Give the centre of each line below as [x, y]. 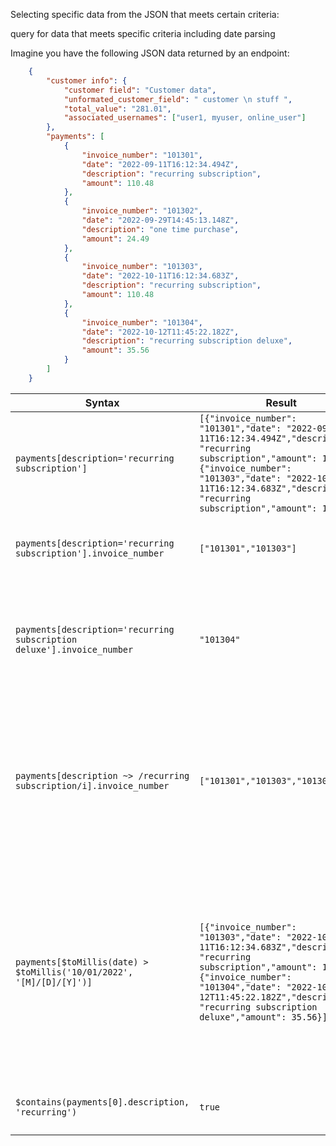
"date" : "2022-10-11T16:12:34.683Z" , [160, 276]
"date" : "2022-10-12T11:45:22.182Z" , [160, 332]
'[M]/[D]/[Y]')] [54, 982]
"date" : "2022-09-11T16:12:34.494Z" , [160, 164]
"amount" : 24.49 [115, 239]
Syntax [102, 402]
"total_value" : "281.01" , [117, 109]
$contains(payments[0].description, [102, 1102]
